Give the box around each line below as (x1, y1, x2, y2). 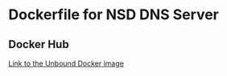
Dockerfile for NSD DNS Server (8, 6, 219, 24)
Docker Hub (8, 38, 70, 51)
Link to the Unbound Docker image (8, 58, 125, 68)
